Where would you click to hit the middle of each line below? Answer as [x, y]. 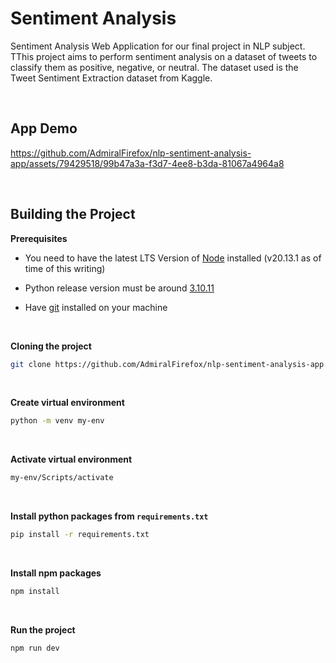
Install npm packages [56, 573]
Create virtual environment [67, 403]
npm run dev [35, 648]
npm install [35, 592]
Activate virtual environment [71, 459]
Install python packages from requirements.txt [109, 516]
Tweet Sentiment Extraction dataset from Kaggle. [111, 78]
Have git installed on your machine [96, 307]
